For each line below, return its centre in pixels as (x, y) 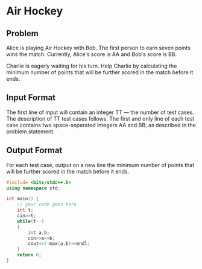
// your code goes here (47, 204)
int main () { (23, 199)
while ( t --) (31, 221)
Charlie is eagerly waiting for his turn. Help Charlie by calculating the (92, 66)
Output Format (34, 150)
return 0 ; (30, 255)
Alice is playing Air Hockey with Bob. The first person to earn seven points (99, 48)
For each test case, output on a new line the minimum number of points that (100, 165)
